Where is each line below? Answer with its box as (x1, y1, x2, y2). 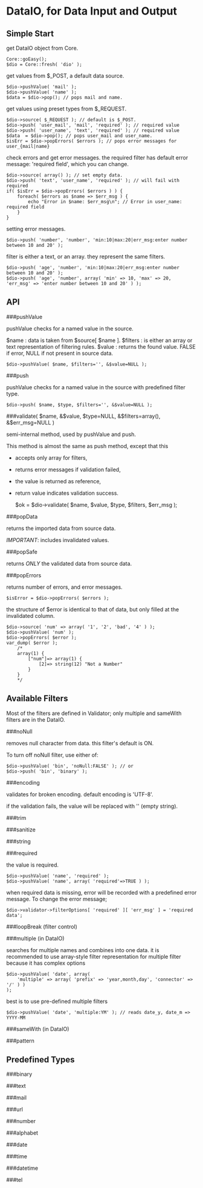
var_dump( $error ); (6, 640, 59, 646)
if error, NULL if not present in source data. (6, 349, 114, 357)
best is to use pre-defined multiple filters (6, 998, 108, 1005)
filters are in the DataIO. (6, 716, 65, 723)
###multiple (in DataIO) (6, 935, 65, 942)
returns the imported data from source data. (6, 525, 116, 532)
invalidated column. (6, 612, 56, 619)
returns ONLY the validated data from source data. (6, 560, 132, 567)
